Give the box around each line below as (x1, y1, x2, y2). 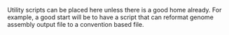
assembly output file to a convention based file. (7, 21, 145, 28)
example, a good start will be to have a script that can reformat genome (7, 13, 214, 21)
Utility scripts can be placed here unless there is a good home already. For (7, 6, 222, 14)
